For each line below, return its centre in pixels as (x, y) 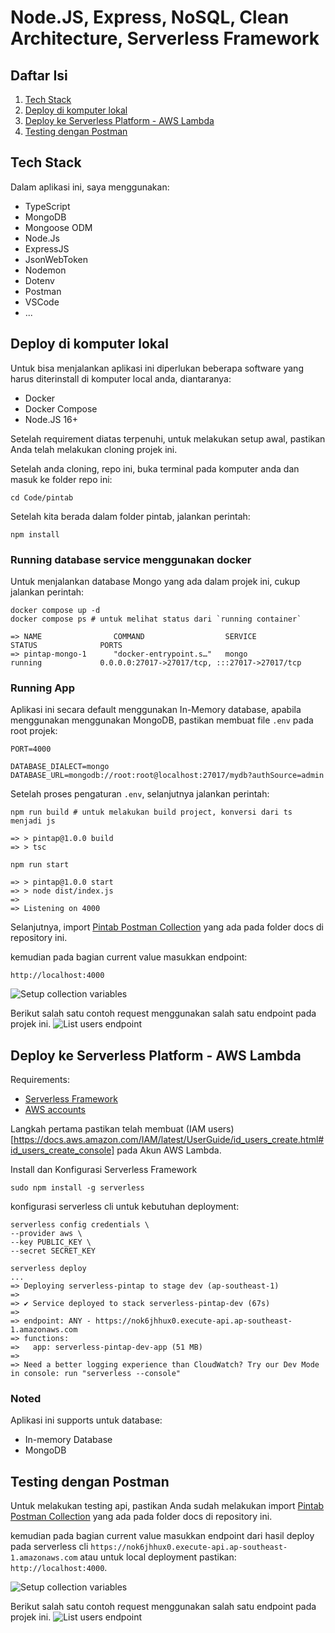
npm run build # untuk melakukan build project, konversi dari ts (151, 812)
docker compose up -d (55, 610)
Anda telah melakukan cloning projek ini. (94, 449)
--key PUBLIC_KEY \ (51, 1242)
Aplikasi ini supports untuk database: (86, 1420)
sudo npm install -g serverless (77, 1188)
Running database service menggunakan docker (131, 559)
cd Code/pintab (42, 497)
